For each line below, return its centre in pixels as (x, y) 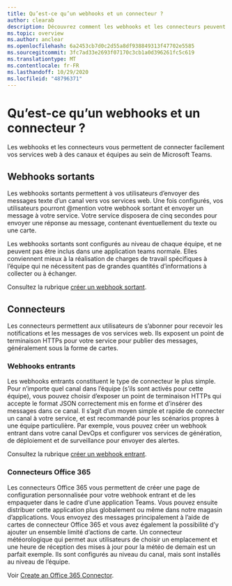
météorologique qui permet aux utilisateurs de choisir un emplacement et (112, 539)
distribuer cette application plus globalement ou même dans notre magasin (115, 509)
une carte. (22, 230)
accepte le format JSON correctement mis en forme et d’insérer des (105, 404)
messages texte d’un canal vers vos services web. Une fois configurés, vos (115, 201)
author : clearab (31, 20)
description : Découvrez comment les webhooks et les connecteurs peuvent (117, 27)
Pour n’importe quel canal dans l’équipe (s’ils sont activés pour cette (105, 389)
